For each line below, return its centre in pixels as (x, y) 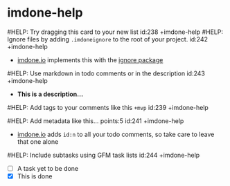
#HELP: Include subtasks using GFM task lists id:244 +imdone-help (104, 155)
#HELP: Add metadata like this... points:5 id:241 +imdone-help (96, 121)
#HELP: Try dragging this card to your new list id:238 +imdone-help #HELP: (115, 32)
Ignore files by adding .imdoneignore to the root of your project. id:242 (107, 39)
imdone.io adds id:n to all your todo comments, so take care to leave (116, 134)
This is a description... (50, 94)
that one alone (38, 141)
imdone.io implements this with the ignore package (90, 59)
